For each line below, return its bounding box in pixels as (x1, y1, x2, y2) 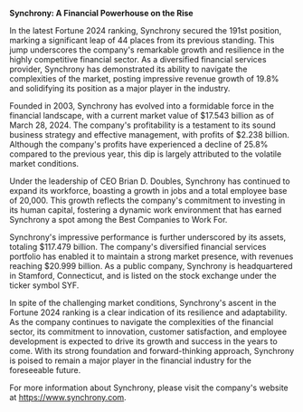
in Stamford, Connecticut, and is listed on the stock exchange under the (9, 271, 278, 281)
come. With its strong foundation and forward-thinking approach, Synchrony (9, 346, 295, 356)
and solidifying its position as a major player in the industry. (9, 83, 231, 93)
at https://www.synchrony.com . (9, 392, 127, 402)
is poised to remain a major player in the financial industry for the (9, 355, 251, 366)
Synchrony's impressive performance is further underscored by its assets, (9, 232, 287, 243)
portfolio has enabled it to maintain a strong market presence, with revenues (9, 251, 294, 262)
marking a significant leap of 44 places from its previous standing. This (9, 35, 275, 45)
